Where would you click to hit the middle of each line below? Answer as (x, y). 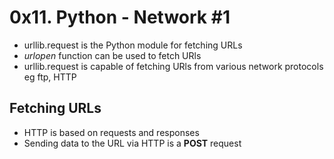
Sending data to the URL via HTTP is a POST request (132, 143)
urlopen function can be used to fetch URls (112, 55)
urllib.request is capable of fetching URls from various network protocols (173, 66)
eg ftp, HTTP (50, 77)
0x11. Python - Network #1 (120, 17)
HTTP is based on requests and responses (111, 132)
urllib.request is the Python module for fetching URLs (133, 45)
